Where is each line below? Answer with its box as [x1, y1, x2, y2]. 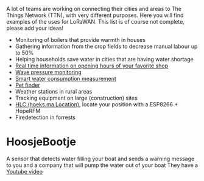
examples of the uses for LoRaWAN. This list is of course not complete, [6, 18, 185, 25]
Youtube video [6, 168, 43, 175]
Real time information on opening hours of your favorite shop [15, 62, 169, 69]
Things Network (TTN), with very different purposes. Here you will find [6, 12, 184, 19]
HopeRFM [15, 108, 41, 114]
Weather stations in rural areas [15, 88, 93, 95]
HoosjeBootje [6, 135, 76, 149]
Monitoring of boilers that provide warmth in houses [15, 36, 146, 43]
